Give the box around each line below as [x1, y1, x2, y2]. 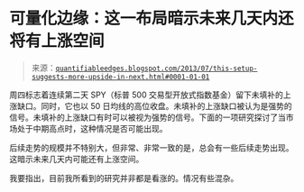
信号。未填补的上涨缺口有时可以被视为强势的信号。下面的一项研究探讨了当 [9, 112, 286, 123]
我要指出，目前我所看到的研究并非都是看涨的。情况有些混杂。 [9, 172, 239, 183]
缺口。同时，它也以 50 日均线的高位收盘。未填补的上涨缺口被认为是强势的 [16, 100, 293, 111]
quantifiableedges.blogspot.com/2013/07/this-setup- [55, 64, 258, 73]
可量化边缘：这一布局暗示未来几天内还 [9, 8, 295, 29]
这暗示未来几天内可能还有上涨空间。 [9, 153, 144, 164]
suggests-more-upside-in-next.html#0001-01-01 [31, 72, 210, 81]
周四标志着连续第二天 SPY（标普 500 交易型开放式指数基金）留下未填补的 [9, 89, 284, 100]
